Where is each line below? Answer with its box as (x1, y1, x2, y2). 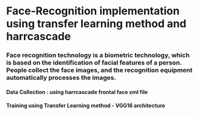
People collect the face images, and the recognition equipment (6, 66, 193, 74)
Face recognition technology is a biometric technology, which (6, 51, 190, 59)
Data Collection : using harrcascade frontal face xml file (6, 88, 148, 95)
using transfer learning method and (6, 17, 187, 31)
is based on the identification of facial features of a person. (6, 59, 182, 67)
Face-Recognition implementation (6, 4, 180, 18)
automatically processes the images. (6, 74, 116, 82)
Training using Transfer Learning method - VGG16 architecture (6, 102, 165, 109)
